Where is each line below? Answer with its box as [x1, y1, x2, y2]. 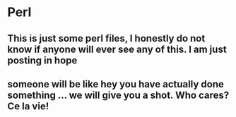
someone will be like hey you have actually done [7, 78, 224, 90]
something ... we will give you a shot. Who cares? [7, 89, 230, 101]
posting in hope [7, 54, 78, 66]
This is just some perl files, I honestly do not [7, 32, 206, 44]
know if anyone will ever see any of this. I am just [7, 43, 228, 55]
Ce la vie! [7, 100, 49, 112]
